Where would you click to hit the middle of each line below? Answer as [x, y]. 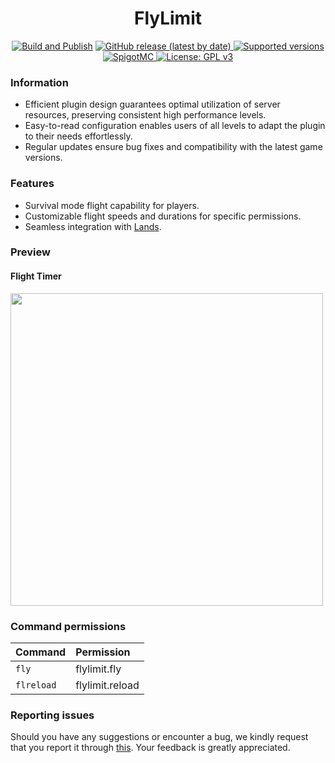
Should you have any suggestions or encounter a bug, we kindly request [159, 737]
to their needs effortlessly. [78, 136]
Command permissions [68, 626]
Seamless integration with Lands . [93, 226]
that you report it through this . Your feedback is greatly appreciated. [150, 748]
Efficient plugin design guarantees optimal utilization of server [152, 104]
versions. [43, 158]
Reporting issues [52, 715]
